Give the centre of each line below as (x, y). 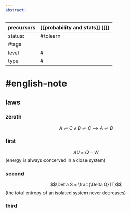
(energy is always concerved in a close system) (56, 160)
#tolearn (50, 36)
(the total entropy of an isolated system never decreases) (66, 193)
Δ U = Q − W (86, 152)
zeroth (14, 117)
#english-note (36, 84)
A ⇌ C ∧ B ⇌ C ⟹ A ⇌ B (86, 128)
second (15, 173)
